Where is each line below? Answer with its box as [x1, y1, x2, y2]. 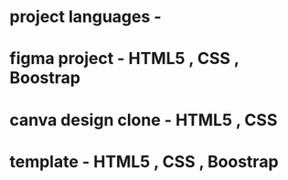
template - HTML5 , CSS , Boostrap [9, 151, 279, 172]
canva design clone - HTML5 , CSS [9, 110, 278, 130]
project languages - [9, 6, 162, 27]
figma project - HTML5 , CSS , [9, 48, 240, 69]
